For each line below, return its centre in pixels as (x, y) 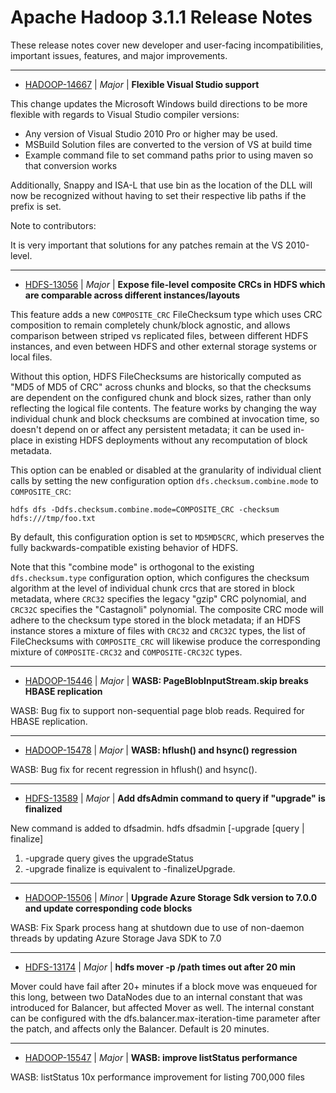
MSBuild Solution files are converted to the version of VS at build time (168, 144)
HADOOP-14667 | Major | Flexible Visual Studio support (142, 84)
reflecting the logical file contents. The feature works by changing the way (163, 408)
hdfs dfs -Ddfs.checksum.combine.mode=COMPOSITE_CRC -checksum (145, 509)
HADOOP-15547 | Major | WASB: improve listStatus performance (161, 1057)
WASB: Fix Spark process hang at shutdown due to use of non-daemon (157, 927)
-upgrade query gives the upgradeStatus (109, 858)
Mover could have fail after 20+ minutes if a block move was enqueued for (164, 986)
